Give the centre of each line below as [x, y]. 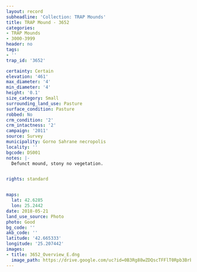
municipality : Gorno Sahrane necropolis [56, 142]
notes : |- [18, 158]
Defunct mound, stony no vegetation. [57, 163]
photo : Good [21, 222]
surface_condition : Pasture [40, 109]
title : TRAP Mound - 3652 [38, 22]
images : [16, 249]
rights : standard [27, 179]
